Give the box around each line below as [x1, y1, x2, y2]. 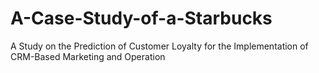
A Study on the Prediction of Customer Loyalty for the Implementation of [10, 40, 309, 52]
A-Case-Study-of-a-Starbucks [10, 7, 273, 30]
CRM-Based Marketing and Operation [10, 50, 166, 62]
